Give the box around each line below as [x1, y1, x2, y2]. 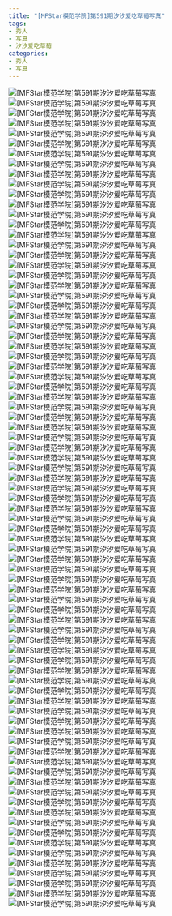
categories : [8, 49, 48, 58]
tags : [8, 19, 27, 28]
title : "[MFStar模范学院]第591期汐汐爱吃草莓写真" [8, 11, 166, 20]
